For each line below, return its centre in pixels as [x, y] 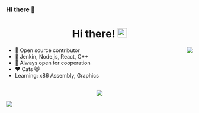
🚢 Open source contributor [47, 50]
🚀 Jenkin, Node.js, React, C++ [52, 56]
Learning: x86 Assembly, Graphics [57, 75]
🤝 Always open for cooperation [52, 63]
